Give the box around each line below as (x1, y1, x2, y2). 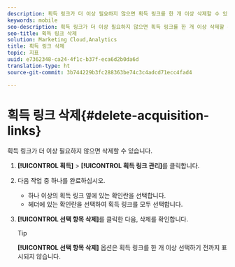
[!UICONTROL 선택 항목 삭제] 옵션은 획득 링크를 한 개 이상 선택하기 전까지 (17, 243, 220, 252)
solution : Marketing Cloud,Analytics (7, 36, 117, 43)
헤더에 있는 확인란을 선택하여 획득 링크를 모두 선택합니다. (27, 200, 183, 209)
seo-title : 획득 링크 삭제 (7, 29, 77, 37)
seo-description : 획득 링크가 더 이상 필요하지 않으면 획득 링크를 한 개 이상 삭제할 (7, 23, 225, 30)
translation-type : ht (7, 62, 71, 69)
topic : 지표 (7, 50, 40, 57)
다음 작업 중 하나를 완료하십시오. (17, 177, 106, 185)
